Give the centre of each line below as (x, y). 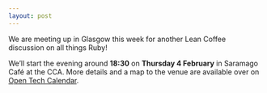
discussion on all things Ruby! (58, 47)
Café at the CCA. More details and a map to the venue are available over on (134, 72)
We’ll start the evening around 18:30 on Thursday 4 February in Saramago (133, 63)
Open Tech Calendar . (44, 80)
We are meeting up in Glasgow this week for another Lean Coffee (117, 39)
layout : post (30, 16)
